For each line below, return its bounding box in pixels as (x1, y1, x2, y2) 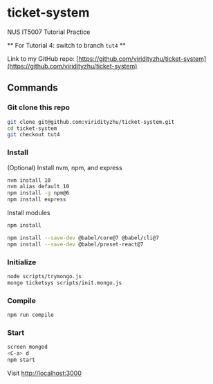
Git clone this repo (7, 102, 71, 112)
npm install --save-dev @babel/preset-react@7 (7, 241, 144, 248)
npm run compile (7, 311, 54, 319)
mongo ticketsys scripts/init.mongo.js (7, 279, 122, 286)
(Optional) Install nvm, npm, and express (7, 163, 122, 172)
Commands (7, 82, 59, 94)
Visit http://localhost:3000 (7, 369, 82, 377)
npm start (7, 356, 36, 363)
